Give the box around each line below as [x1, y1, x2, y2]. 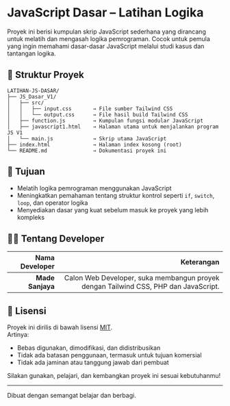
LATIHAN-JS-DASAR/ [7, 87, 60, 94]
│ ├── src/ [7, 99, 44, 106]
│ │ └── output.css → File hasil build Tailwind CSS [7, 111, 188, 118]
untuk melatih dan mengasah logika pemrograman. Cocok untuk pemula [7, 34, 211, 42]
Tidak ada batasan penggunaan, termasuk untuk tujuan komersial [16, 351, 202, 359]
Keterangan [180, 257, 220, 267]
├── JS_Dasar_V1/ [7, 93, 57, 100]
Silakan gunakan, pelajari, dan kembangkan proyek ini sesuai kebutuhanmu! [7, 372, 221, 380]
